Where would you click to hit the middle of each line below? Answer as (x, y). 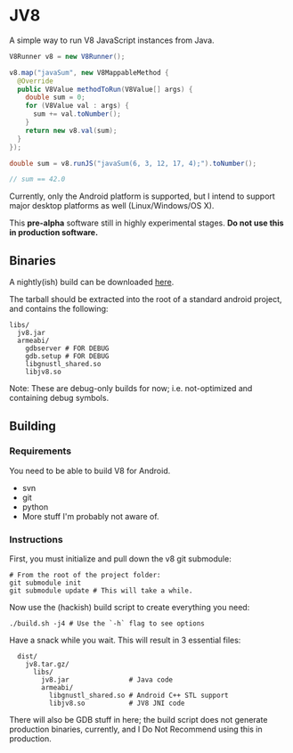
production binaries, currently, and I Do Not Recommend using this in (136, 729)
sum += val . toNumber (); (77, 114)
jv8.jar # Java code (107, 680)
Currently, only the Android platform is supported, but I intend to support (142, 196)
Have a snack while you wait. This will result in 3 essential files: (125, 640)
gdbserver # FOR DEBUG (67, 348)
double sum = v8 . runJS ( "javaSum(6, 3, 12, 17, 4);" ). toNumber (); (133, 163)
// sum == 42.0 (37, 179)
